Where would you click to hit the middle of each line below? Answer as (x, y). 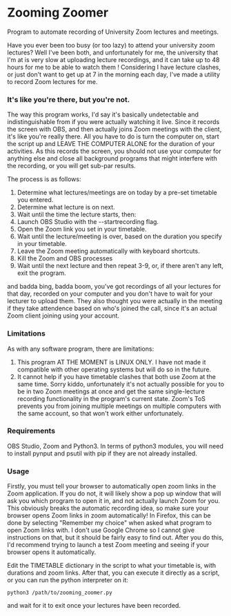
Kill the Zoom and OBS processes (65, 258)
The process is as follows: (44, 179)
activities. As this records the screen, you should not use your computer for (114, 151)
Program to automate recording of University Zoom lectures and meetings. (113, 32)
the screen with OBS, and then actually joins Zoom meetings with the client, (114, 130)
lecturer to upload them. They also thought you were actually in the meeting (115, 301)
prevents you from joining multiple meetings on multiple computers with (119, 406)
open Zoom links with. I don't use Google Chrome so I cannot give (101, 530)
